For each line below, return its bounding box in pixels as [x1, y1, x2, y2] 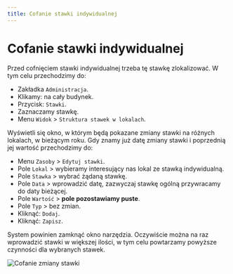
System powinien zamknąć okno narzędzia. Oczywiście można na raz [7, 230, 209, 239]
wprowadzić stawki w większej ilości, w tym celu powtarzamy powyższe [7, 237, 218, 246]
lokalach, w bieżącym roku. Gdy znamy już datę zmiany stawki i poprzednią [7, 136, 226, 144]
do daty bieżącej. [17, 187, 68, 195]
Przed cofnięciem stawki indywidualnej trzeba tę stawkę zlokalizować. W [7, 64, 219, 72]
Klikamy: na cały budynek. [17, 92, 94, 100]
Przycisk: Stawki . [17, 100, 67, 108]
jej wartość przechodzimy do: [7, 143, 93, 152]
